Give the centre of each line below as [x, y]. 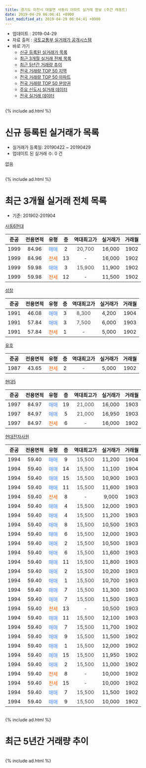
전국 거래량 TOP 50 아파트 [45, 77]
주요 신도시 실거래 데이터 [44, 89]
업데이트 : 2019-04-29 [34, 34]
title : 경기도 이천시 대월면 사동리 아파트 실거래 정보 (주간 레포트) [66, 10]
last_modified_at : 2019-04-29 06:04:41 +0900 [53, 19]
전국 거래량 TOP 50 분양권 [45, 83]
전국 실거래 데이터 [37, 96]
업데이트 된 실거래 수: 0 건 [37, 154]
